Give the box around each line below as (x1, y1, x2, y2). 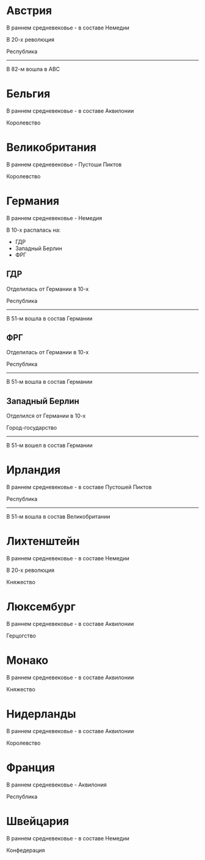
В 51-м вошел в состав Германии (6, 442, 93, 449)
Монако (6, 653, 49, 668)
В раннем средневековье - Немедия (6, 214, 103, 221)
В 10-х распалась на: (6, 226, 61, 234)
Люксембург (6, 600, 76, 614)
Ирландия (6, 463, 61, 477)
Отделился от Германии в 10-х (6, 412, 86, 420)
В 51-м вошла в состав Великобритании (6, 513, 111, 520)
